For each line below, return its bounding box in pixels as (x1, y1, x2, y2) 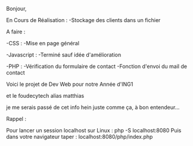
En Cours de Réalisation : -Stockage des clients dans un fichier (6, 17, 161, 23)
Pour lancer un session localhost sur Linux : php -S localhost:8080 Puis (6, 127, 182, 133)
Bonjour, (6, 5, 27, 12)
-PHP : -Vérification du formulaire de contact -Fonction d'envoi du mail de (6, 63, 188, 70)
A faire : (6, 28, 26, 35)
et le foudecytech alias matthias (6, 92, 85, 99)
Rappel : (6, 116, 27, 122)
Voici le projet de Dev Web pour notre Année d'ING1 (6, 80, 133, 88)
